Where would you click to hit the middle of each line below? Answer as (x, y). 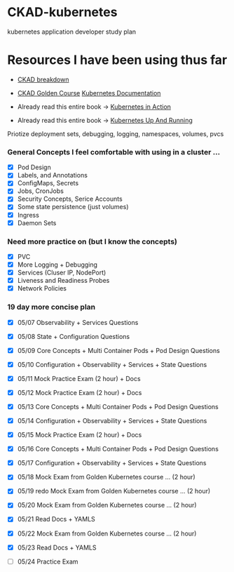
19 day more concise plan (51, 307)
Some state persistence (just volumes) (73, 207)
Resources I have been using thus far (117, 60)
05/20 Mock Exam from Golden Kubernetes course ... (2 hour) (107, 505)
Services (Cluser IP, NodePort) (62, 273)
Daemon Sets (37, 222)
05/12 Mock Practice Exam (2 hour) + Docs (80, 392)
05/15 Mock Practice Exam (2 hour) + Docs (80, 435)
